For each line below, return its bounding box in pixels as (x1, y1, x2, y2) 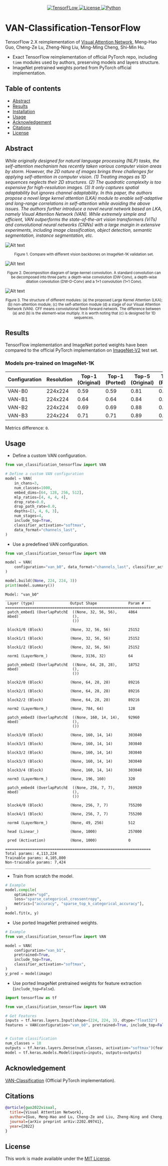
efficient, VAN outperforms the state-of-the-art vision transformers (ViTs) (5, 216, 157, 222)
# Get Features (5, 1013, 37, 1018)
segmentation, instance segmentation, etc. (5, 232, 93, 238)
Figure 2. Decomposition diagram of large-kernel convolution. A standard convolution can (7, 270, 161, 275)
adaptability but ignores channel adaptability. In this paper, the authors (5, 190, 152, 196)
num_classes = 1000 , (14, 485, 52, 490)
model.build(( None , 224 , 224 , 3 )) (5, 578, 77, 584)
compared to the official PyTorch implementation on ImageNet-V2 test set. (5, 347, 158, 353)
